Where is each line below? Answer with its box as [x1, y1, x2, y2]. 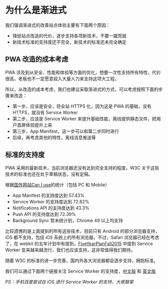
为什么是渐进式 [5, 5, 67, 16]
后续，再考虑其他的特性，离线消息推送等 [12, 134, 96, 140]
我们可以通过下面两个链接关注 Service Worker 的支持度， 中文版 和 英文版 [5, 268, 156, 274]
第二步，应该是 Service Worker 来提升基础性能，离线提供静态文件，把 [12, 116, 156, 122]
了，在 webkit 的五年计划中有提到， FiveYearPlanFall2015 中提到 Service [5, 240, 153, 246]
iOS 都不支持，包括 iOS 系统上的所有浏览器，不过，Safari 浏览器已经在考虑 [5, 234, 159, 240]
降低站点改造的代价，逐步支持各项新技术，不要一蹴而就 [12, 33, 126, 39]
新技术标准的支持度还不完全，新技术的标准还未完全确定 [12, 39, 126, 45]
